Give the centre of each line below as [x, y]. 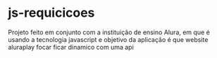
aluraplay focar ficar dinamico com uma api [71, 47]
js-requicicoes [51, 13]
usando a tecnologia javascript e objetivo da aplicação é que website [108, 39]
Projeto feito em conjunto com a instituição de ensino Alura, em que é [109, 32]
